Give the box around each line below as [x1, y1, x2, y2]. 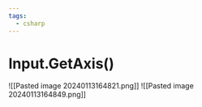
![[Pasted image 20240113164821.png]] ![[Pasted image [8, 81, 195, 91]
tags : [8, 11, 27, 20]
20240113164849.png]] [8, 90, 87, 100]
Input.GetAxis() [8, 54, 115, 73]
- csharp [15, 19, 45, 28]
